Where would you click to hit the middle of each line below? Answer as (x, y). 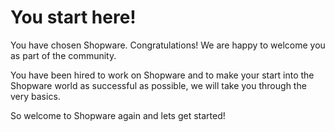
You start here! (73, 17)
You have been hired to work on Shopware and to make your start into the (162, 75)
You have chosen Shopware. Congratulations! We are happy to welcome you (168, 45)
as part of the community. (63, 55)
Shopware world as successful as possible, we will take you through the (158, 85)
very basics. (35, 96)
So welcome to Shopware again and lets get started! (118, 115)
